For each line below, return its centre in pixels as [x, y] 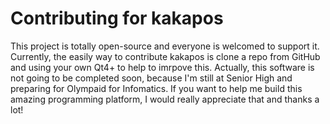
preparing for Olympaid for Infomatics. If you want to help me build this [156, 88]
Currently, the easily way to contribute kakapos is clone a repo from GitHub [165, 56]
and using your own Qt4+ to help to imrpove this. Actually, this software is [162, 67]
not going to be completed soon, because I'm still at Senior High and [151, 78]
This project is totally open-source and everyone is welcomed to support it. [165, 46]
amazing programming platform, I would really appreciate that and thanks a [165, 99]
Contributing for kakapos [117, 18]
